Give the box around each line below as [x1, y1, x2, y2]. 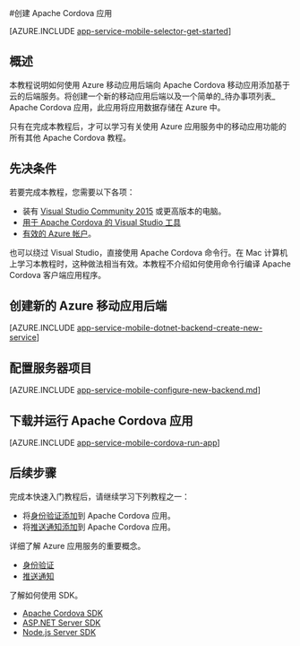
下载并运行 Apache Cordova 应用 [9, 413, 193, 428]
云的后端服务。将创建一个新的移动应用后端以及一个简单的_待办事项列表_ [9, 91, 276, 101]
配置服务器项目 [9, 360, 92, 375]
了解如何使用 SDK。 [9, 589, 83, 600]
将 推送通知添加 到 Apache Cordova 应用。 [21, 521, 176, 532]
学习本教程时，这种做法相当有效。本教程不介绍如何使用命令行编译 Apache [16, 258, 291, 269]
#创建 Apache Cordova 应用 [9, 8, 113, 18]
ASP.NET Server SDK [21, 617, 101, 628]
